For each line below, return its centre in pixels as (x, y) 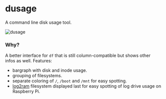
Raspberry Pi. (26, 92)
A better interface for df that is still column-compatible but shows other (78, 55)
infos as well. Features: (28, 61)
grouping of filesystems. (37, 76)
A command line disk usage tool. (38, 22)
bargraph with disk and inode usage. (50, 70)
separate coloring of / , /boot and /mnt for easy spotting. (70, 81)
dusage (21, 9)
